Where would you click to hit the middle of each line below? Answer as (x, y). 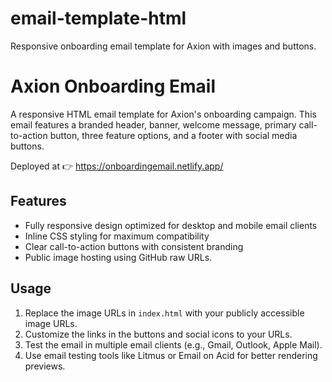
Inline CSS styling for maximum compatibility (117, 236)
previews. (45, 366)
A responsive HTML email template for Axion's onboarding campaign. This (163, 114)
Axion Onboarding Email (113, 86)
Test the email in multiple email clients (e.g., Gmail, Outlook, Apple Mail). (173, 344)
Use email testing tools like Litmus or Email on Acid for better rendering (171, 355)
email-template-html (98, 18)
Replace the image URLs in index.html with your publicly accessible (164, 313)
